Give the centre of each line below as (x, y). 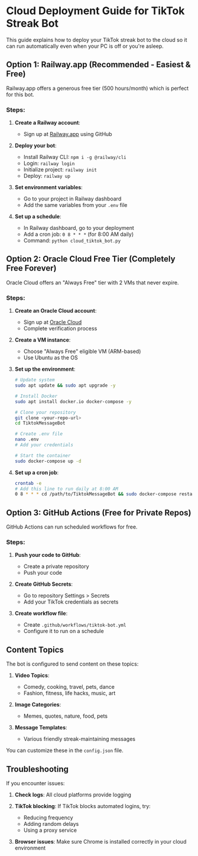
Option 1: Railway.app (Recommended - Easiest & (98, 65)
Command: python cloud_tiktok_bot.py (72, 241)
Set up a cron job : (37, 472)
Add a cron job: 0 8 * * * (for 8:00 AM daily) (79, 234)
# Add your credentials (44, 445)
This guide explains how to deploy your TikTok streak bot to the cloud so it (97, 40)
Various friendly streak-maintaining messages (79, 739)
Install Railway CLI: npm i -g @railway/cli (75, 157)
